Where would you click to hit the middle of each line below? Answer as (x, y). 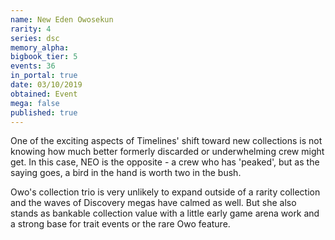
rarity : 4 (31, 29)
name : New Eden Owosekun (62, 19)
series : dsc (35, 38)
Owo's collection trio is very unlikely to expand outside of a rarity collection (165, 192)
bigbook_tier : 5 (44, 57)
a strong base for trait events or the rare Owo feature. (120, 224)
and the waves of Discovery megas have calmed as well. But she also (153, 203)
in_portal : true (44, 76)
